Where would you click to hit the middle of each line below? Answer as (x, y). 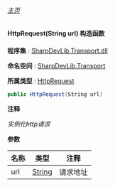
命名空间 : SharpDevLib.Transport (56, 65)
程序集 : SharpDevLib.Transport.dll (57, 50)
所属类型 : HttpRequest (41, 80)
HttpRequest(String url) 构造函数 (56, 33)
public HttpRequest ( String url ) (55, 94)
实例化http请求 (29, 124)
